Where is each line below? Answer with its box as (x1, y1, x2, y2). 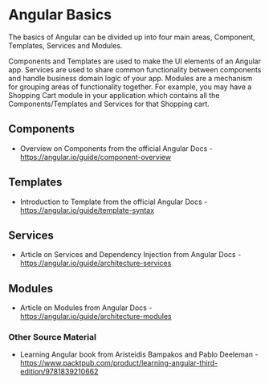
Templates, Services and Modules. (8, 40, 123, 50)
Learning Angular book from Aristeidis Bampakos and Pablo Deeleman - (19, 349, 259, 359)
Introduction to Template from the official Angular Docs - (19, 197, 208, 206)
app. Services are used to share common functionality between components (8, 64, 262, 74)
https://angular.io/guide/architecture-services (19, 259, 172, 268)
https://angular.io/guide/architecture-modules (19, 312, 172, 321)
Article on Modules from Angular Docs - (19, 303, 153, 313)
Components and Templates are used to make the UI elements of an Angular (8, 56, 261, 66)
